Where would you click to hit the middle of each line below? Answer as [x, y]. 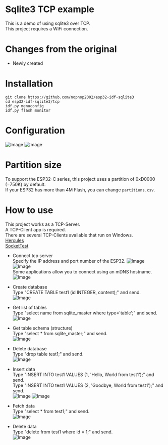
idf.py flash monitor [28, 110]
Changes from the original [61, 49]
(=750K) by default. [25, 184]
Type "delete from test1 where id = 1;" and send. [63, 432]
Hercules [15, 240]
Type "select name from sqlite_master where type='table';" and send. [85, 313]
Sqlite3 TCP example [50, 9]
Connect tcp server [33, 255]
